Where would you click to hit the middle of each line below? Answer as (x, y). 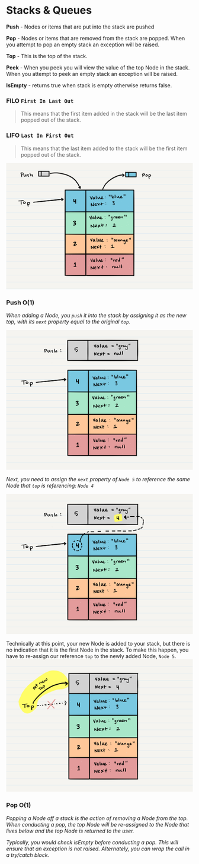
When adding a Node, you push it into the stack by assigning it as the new (96, 315)
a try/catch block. (28, 855)
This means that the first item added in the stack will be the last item (104, 114)
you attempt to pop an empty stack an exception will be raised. (83, 45)
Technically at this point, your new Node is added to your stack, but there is (98, 643)
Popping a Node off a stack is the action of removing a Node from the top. (97, 818)
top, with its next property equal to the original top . (68, 322)
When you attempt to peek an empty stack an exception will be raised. (92, 74)
